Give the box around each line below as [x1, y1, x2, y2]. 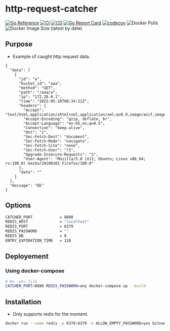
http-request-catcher [5, 3, 98, 15]
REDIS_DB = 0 [5, 234, 67, 239]
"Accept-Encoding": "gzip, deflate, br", [23, 116, 112, 122]
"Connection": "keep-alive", [23, 125, 85, 130]
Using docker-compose [5, 267, 65, 274]
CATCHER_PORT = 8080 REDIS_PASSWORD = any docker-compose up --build [5, 283, 146, 289]
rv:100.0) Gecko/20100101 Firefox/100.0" [5, 161, 94, 166]
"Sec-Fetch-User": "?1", [23, 148, 76, 153]
